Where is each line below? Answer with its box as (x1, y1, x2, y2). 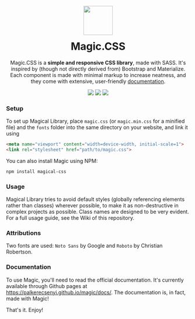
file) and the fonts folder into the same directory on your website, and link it (6, 124, 188, 131)
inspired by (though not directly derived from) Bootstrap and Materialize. (11, 65, 186, 72)
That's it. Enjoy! (6, 306, 44, 313)
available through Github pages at (6, 282, 88, 289)
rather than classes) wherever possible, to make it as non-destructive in (6, 202, 179, 209)
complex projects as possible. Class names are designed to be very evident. (6, 208, 190, 215)
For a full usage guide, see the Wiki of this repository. (6, 214, 134, 221)
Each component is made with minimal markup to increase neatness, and (10, 71, 186, 78)
